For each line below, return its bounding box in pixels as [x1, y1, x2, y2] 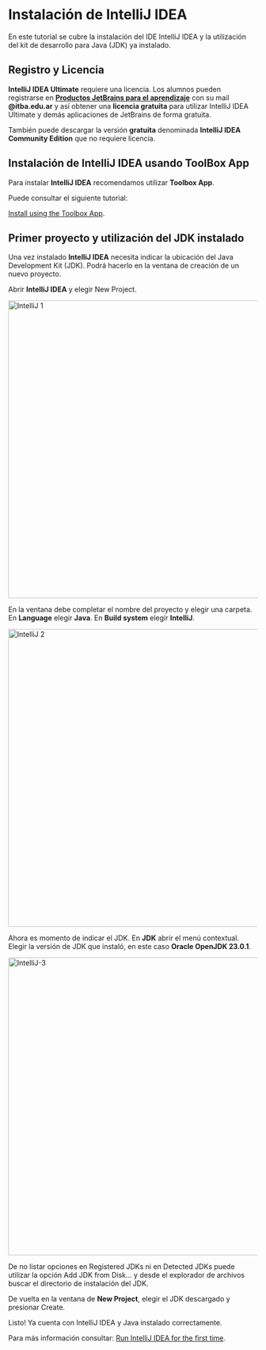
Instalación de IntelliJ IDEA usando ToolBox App [8, 156, 249, 170]
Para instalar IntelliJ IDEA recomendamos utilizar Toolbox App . [8, 177, 215, 187]
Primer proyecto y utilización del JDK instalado [8, 231, 245, 245]
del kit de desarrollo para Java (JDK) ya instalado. [8, 40, 172, 49]
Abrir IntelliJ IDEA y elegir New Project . [8, 284, 137, 295]
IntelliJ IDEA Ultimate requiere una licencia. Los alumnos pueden [8, 84, 222, 94]
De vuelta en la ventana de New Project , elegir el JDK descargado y [8, 1294, 231, 1304]
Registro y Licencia [8, 64, 104, 77]
